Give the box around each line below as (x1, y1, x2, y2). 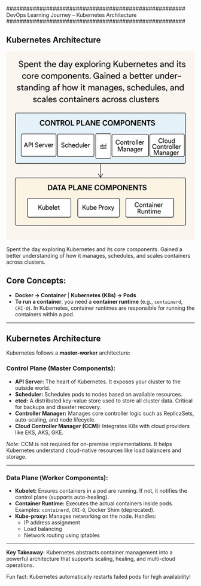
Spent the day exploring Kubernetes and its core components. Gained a (6, 245, 182, 253)
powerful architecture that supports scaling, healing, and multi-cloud (6, 556, 176, 563)
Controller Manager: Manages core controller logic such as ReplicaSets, (14, 410, 194, 417)
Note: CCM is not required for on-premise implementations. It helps (6, 440, 172, 447)
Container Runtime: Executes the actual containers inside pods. (14, 500, 173, 507)
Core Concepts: (6, 276, 66, 286)
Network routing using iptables (23, 532, 100, 539)
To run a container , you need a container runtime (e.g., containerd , (14, 298, 183, 305)
